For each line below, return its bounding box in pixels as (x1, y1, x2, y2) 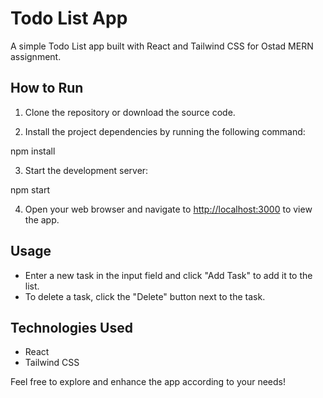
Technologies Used (10, 319, 133, 336)
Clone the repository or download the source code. (24, 106, 236, 118)
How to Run (10, 80, 84, 97)
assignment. (10, 50, 62, 62)
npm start (10, 183, 51, 196)
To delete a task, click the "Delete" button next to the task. (24, 290, 266, 302)
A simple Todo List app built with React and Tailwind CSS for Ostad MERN (10, 40, 314, 52)
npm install (10, 145, 56, 157)
